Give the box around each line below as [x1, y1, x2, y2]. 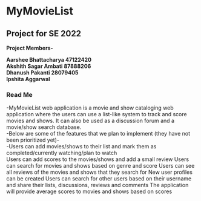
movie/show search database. [6, 124, 82, 131]
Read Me [6, 90, 33, 99]
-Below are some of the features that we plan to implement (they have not [6, 130, 191, 137]
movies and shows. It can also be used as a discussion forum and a [6, 117, 174, 125]
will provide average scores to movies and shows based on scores [6, 188, 173, 195]
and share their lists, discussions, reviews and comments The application [6, 182, 189, 189]
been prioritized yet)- [6, 136, 59, 143]
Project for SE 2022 [6, 28, 82, 39]
